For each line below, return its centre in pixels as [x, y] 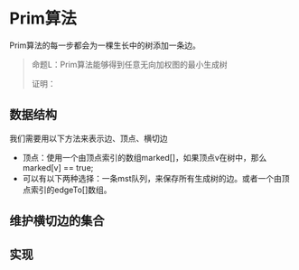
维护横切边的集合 [57, 221]
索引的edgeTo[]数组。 [71, 190]
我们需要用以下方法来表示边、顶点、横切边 [89, 138]
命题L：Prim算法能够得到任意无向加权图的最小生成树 [129, 64]
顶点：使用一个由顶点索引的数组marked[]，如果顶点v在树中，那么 [145, 157]
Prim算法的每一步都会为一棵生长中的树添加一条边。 [105, 45]
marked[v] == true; [58, 167]
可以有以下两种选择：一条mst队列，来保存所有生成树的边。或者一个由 [152, 178]
